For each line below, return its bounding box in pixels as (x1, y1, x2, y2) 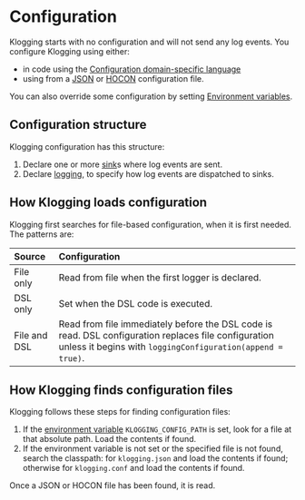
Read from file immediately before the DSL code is (58, 318, 273, 330)
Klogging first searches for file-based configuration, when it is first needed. (9, 219, 292, 230)
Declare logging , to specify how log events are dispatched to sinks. (22, 168, 274, 179)
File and (14, 328, 48, 341)
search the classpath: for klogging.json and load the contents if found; (22, 453, 289, 464)
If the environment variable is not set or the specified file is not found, (22, 443, 283, 455)
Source (14, 250, 46, 262)
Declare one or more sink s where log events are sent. (22, 159, 223, 170)
